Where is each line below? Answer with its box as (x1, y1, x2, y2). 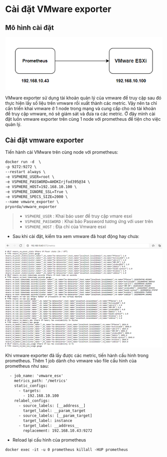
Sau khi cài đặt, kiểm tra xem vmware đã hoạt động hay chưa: (12, 233, 140, 239)
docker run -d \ (5, 160, 41, 165)
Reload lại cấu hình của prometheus (12, 437, 86, 443)
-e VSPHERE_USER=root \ (5, 175, 55, 180)
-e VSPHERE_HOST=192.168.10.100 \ (5, 185, 77, 190)
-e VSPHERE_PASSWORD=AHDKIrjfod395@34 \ (5, 180, 91, 185)
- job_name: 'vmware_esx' (9, 373, 64, 379)
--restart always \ (5, 170, 46, 175)
